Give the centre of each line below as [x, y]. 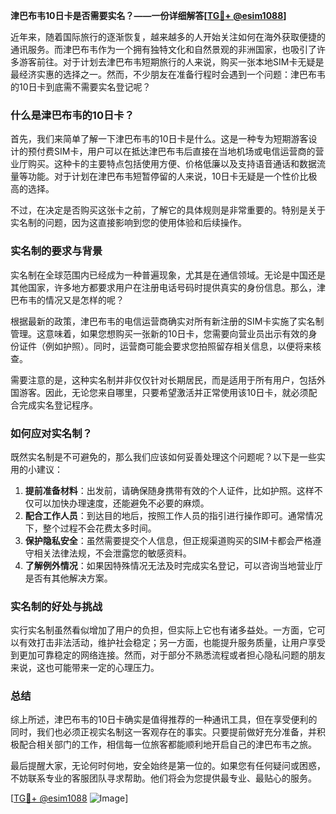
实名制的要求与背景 [56, 251]
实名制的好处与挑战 [56, 606]
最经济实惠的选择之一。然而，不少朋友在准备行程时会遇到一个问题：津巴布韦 [168, 74]
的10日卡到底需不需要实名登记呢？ [81, 87]
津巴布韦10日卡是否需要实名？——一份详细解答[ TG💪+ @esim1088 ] [148, 15]
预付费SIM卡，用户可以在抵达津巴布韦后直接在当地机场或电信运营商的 [171, 151]
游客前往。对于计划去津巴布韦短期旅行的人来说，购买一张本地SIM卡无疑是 [171, 62]
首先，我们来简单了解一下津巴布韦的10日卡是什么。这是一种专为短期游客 [159, 139]
